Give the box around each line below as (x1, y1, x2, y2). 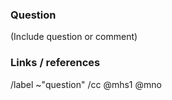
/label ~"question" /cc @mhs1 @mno (10, 78, 162, 90)
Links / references (10, 56, 101, 70)
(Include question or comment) (10, 31, 138, 43)
